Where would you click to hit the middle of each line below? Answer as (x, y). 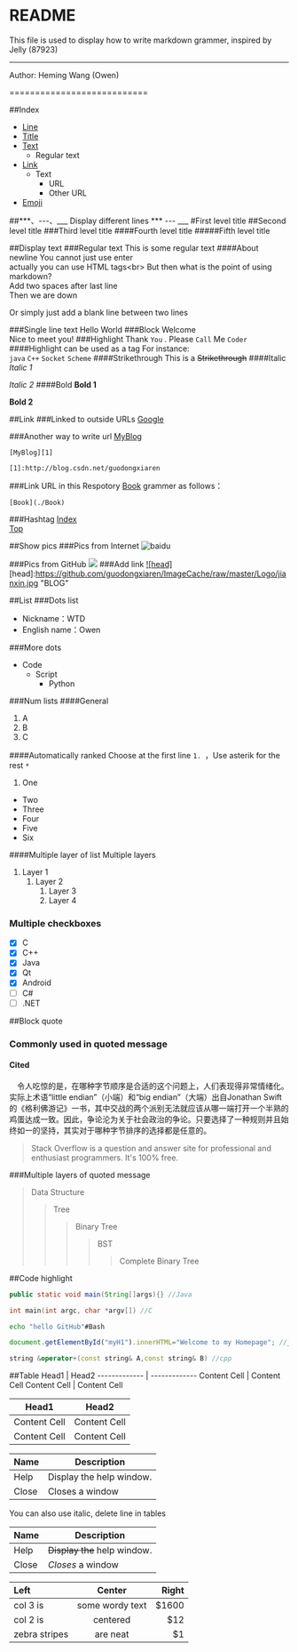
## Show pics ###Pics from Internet (74, 545)
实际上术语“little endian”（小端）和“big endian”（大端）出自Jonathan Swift (145, 1097)
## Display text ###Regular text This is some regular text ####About (134, 248)
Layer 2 (49, 881)
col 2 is (29, 1620)
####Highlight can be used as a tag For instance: (99, 349)
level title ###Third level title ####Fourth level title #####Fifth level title (140, 230)
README (43, 16)
